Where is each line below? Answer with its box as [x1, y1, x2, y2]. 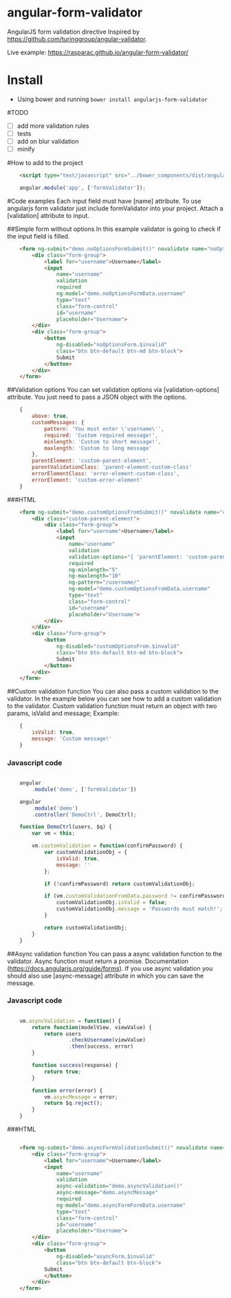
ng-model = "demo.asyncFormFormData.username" [56, 1202, 186, 1209]
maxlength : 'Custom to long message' [43, 445, 153, 452]
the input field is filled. [7, 232, 70, 240]
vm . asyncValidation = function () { [19, 1017, 122, 1024]
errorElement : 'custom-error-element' [32, 476, 143, 483]
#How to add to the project [7, 159, 84, 167]
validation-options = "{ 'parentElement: [68, 553, 184, 560]
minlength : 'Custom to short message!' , [43, 438, 162, 445]
